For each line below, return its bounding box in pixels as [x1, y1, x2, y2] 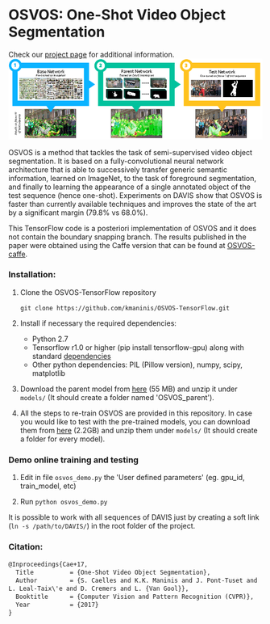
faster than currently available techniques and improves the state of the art [8, 199, 256, 209]
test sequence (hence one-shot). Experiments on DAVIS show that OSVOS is [8, 190, 263, 200]
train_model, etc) [19, 481, 77, 491]
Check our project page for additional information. [8, 49, 175, 59]
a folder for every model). [19, 434, 106, 444]
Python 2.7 [31, 334, 69, 344]
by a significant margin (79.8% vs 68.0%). [8, 208, 148, 217]
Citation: [8, 542, 44, 553]
